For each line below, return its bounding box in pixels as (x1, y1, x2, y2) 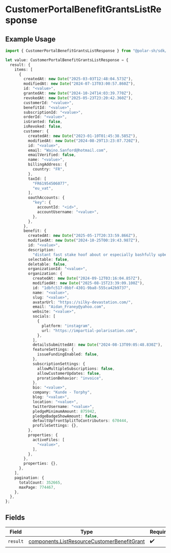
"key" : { (32, 200, 51, 205)
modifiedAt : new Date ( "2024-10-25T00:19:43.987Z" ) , (27, 238, 140, 243)
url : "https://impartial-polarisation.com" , (41, 328, 138, 333)
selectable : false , (27, 257, 70, 262)
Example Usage (5, 35, 56, 43)
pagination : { (14, 475, 44, 480)
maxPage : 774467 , (18, 485, 56, 490)
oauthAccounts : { (27, 195, 65, 200)
